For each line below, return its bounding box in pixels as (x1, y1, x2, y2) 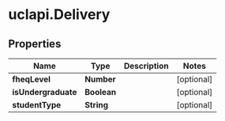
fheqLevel (12, 74, 51, 85)
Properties (8, 37, 62, 51)
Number (84, 74, 116, 85)
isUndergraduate (12, 87, 77, 97)
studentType (12, 100, 62, 110)
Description (123, 61, 169, 71)
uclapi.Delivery (8, 6, 111, 24)
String (84, 100, 109, 110)
